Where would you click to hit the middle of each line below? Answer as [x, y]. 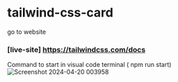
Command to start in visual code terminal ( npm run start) [89, 65]
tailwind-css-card [60, 13]
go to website [27, 32]
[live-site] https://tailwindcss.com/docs [76, 50]
